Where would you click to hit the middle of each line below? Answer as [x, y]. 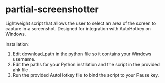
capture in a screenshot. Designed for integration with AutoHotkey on [78, 28]
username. [24, 59]
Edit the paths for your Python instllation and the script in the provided [86, 64]
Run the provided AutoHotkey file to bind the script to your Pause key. [86, 75]
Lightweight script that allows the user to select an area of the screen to [81, 23]
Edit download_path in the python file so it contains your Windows [82, 54]
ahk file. [21, 70]
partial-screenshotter [52, 9]
